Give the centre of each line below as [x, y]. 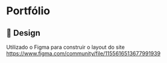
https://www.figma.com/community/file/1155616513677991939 [83, 53]
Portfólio [28, 11]
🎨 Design [23, 33]
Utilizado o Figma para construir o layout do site [65, 47]
